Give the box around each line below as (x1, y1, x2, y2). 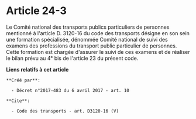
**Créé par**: (6, 77, 41, 83)
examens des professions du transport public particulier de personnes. (6, 42, 177, 49)
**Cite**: (6, 98, 30, 104)
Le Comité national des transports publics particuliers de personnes (6, 23, 170, 30)
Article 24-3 (6, 4, 67, 18)
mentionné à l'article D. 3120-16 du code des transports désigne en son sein (6, 29, 190, 36)
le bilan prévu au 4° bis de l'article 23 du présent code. (6, 55, 139, 62)
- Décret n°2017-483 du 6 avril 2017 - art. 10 (11, 87, 130, 93)
